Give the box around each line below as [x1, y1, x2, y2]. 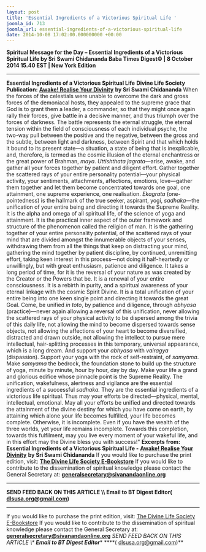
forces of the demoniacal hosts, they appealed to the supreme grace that [6, 99, 191, 106]
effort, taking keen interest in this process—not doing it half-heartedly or [6, 255, 189, 263]
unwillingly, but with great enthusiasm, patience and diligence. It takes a [6, 262, 188, 270]
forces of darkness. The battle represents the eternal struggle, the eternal [6, 119, 193, 126]
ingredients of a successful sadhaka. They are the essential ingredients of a [6, 386, 199, 394]
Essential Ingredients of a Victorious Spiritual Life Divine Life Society [6, 79, 186, 87]
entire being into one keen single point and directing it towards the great [6, 295, 189, 302]
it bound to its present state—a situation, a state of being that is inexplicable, [6, 145, 200, 152]
